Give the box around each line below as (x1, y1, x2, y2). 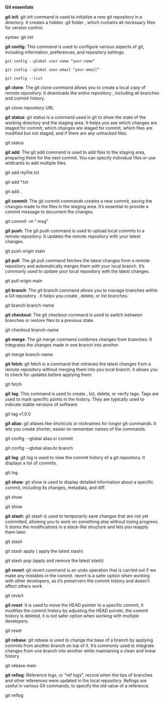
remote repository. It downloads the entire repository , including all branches (5, 90, 160, 96)
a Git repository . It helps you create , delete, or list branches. (5, 293, 129, 298)
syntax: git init (5, 34, 33, 40)
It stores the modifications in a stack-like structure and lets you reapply (5, 524, 148, 530)
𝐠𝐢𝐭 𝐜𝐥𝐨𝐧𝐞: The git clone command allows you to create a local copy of (5, 84, 146, 90)
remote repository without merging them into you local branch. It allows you (5, 367, 158, 372)
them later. (5, 529, 27, 535)
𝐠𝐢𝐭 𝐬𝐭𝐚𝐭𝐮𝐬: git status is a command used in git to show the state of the (5, 114, 146, 120)
